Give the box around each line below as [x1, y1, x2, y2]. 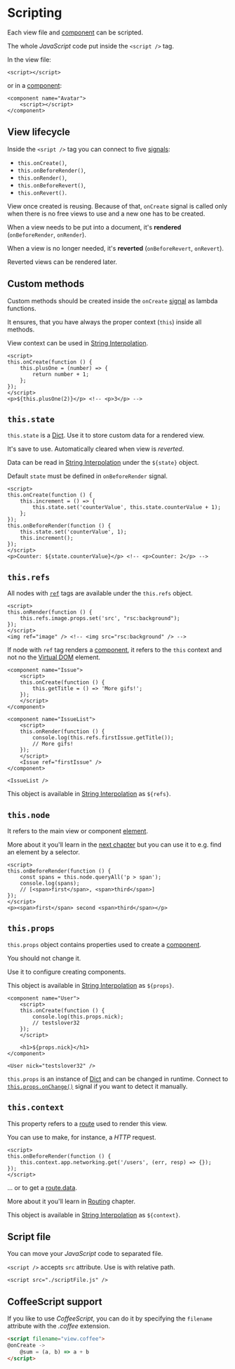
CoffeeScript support [7, 1295, 103, 1307]
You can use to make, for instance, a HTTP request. [7, 1132, 156, 1142]
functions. [7, 304, 36, 312]
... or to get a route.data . [7, 1183, 77, 1191]
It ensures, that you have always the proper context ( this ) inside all [7, 317, 202, 326]
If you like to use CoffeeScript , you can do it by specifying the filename [7, 1314, 213, 1323]
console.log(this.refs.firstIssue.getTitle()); [32, 734, 174, 741]
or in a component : [7, 81, 62, 89]
